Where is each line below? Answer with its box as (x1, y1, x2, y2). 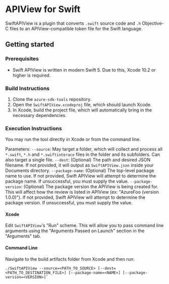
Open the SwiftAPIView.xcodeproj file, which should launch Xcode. (12, 101, 152, 107)
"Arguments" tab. (5, 233, 41, 239)
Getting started (5, 40, 54, 49)
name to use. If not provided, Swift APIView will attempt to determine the (5, 173, 156, 179)
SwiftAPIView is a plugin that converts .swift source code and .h (5, 20, 141, 26)
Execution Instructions (5, 125, 62, 132)
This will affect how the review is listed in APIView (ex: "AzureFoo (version (5, 189, 159, 195)
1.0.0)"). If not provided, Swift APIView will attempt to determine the (5, 194, 145, 200)
